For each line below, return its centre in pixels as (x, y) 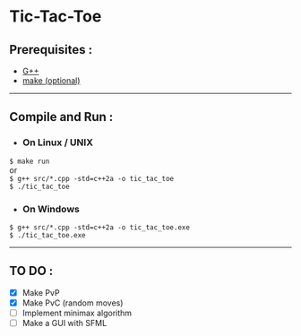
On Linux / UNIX (58, 142)
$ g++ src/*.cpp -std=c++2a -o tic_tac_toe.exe (100, 227)
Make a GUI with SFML (64, 323)
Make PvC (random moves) (73, 303)
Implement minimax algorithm (77, 313)
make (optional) (51, 81)
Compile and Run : (61, 117)
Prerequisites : (51, 50)
